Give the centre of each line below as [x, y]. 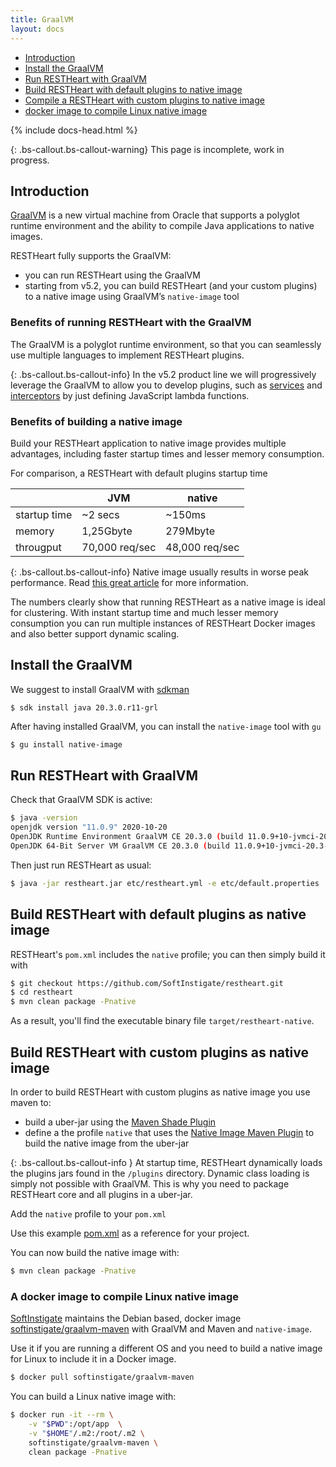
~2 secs [100, 514]
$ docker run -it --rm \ [62, 1415]
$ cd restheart [42, 992]
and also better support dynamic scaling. [95, 633]
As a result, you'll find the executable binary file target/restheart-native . [162, 1021]
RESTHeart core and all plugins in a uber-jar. [101, 1195]
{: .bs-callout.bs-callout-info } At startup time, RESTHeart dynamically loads [166, 1163]
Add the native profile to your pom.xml [88, 1214]
